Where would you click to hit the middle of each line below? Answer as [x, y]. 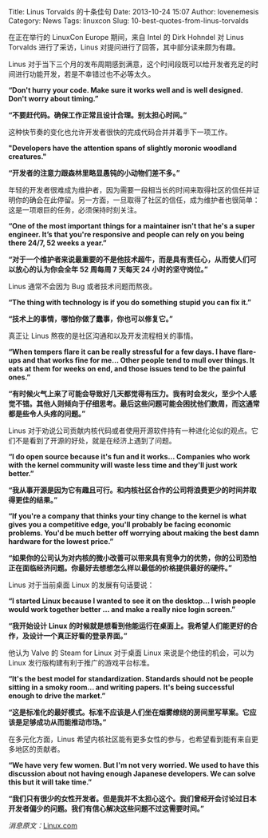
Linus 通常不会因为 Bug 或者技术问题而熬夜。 [83, 286]
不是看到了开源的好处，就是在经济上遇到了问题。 [95, 441]
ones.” [20, 377]
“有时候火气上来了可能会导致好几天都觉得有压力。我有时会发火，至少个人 [129, 393]
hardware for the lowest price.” [61, 541]
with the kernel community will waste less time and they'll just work [123, 465]
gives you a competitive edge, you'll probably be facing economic [120, 524]
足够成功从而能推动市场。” [64, 722]
